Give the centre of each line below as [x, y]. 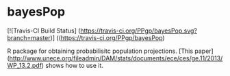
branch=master [29, 37]
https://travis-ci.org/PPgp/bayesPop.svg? [139, 31]
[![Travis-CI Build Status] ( [44, 31]
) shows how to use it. [73, 65]
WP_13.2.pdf [25, 65]
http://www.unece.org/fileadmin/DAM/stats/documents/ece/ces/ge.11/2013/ [116, 58]
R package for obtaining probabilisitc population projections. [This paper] [110, 51]
